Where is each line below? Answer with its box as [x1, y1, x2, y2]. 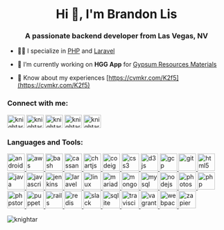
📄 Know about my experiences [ [17, 74, 109, 82]
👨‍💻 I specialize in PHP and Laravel [17, 47, 115, 55]
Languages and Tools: [7, 137, 83, 147]
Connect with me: [7, 99, 69, 108]
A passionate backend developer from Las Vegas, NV [25, 31, 208, 41]
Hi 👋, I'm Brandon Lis [55, 6, 178, 22]
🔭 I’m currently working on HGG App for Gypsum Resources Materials [17, 60, 217, 69]
